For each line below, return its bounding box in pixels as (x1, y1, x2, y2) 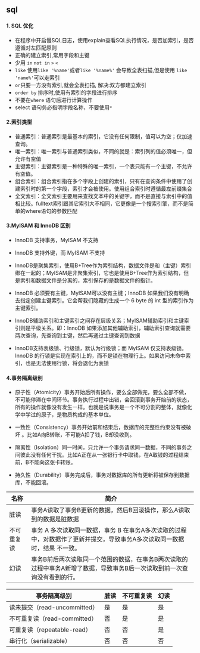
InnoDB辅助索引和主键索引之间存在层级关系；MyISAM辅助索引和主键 (14, 317, 185, 324)
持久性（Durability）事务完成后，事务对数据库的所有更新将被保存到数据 (14, 471, 190, 479)
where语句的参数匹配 (25, 207, 77, 214)
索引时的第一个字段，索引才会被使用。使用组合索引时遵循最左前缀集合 (20, 185, 192, 192)
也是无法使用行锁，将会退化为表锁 (25, 360, 109, 366)
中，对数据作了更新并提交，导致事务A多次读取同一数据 (31, 535, 185, 543)
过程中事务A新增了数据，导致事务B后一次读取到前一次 (31, 564, 183, 572)
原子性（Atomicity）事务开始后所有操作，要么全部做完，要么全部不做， (14, 389, 189, 396)
